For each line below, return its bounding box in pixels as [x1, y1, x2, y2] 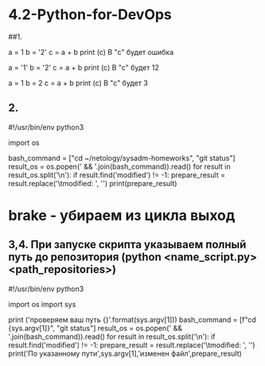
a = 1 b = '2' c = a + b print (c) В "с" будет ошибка [8, 47, 174, 56]
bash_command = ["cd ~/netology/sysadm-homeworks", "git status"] [8, 153, 236, 162]
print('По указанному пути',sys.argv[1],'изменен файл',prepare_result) [8, 348, 243, 358]
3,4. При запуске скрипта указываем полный [8, 238, 247, 251]
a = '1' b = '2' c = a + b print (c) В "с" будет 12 [8, 62, 159, 72]
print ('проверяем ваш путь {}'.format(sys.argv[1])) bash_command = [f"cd [8, 314, 256, 324]
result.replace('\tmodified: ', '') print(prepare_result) [8, 178, 177, 188]
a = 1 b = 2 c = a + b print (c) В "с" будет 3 [8, 78, 149, 88]
